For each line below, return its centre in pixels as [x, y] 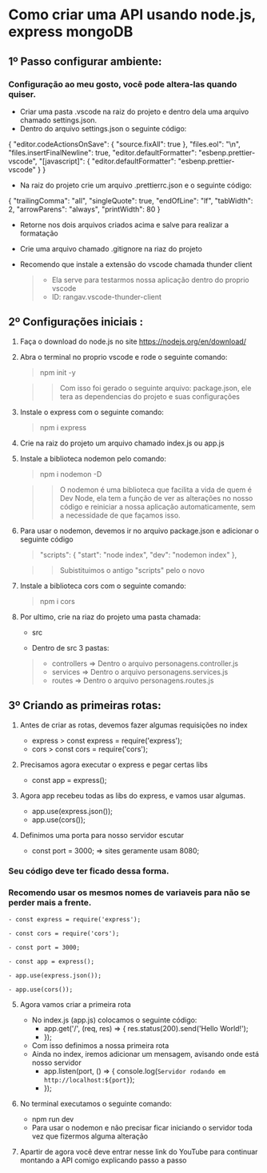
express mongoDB [71, 32]
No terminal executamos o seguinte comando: [96, 1103]
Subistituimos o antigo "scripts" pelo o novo [132, 570]
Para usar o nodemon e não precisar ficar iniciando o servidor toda [142, 1127]
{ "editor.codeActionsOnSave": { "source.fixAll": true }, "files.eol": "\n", [125, 144]
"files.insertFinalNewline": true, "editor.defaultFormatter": [103, 152]
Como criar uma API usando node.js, [132, 15]
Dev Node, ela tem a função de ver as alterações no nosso [156, 498]
